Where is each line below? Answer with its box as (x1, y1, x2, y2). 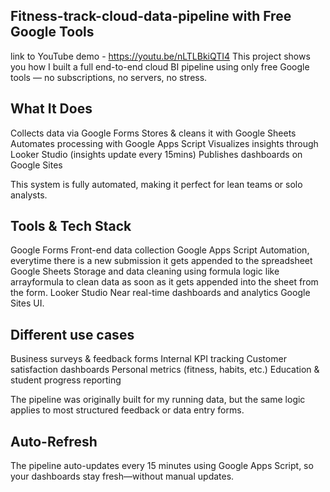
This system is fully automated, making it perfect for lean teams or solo (10, 178, 303, 190)
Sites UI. (10, 297, 45, 309)
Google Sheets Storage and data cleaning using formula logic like (10, 265, 280, 278)
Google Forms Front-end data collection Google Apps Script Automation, (10, 244, 310, 256)
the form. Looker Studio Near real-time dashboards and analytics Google (10, 287, 311, 299)
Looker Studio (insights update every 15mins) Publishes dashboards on (10, 148, 303, 160)
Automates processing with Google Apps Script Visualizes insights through (10, 137, 319, 149)
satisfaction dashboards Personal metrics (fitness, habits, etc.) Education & (10, 364, 320, 376)
